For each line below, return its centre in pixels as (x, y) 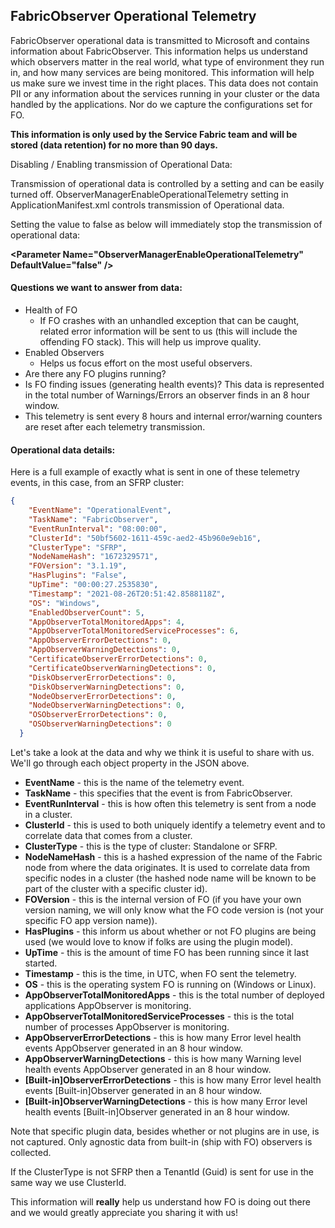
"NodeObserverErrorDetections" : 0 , (102, 696)
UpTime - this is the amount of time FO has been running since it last (167, 952)
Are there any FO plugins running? (95, 374)
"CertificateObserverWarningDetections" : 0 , (122, 668)
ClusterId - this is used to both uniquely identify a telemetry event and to (175, 825)
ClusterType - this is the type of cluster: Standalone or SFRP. (151, 846)
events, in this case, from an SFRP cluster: (97, 483)
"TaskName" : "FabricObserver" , (93, 519)
